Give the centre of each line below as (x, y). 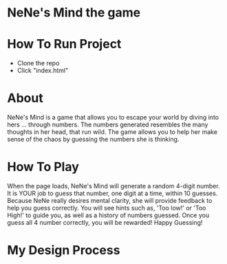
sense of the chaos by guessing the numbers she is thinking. (93, 140)
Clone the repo (38, 63)
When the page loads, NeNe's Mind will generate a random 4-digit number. (113, 186)
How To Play (43, 167)
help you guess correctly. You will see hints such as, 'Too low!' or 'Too (107, 208)
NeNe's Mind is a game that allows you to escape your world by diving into (113, 118)
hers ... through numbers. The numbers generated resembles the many (108, 124)
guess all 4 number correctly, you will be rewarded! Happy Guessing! (105, 222)
